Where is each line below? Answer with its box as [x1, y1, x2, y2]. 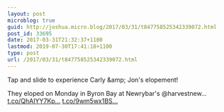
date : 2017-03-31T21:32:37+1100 [7, 37, 103, 44]
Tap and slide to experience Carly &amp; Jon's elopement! [7, 75, 179, 84]
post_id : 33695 [7, 30, 52, 37]
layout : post [7, 10, 46, 18]
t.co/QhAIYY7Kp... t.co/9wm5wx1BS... [7, 97, 118, 105]
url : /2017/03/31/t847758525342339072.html [7, 56, 138, 63]
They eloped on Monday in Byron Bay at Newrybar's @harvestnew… [7, 89, 207, 97]
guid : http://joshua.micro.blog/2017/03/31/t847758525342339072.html [7, 23, 218, 30]
